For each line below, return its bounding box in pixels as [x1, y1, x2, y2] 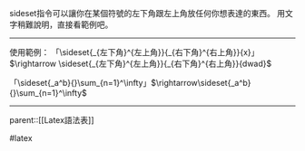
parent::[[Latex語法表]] [9, 115, 94, 125]
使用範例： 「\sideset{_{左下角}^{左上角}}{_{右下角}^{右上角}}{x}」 [9, 47, 260, 57]
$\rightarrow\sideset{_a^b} [151, 78, 251, 88]
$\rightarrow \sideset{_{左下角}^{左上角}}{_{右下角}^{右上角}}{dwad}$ [9, 58, 272, 69]
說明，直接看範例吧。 [33, 19, 113, 30]
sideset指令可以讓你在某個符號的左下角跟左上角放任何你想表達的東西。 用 [9, 8, 286, 18]
